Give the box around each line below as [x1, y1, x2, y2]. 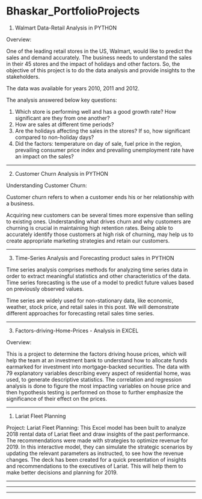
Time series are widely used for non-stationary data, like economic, [6, 297, 174, 304]
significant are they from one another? [14, 114, 110, 122]
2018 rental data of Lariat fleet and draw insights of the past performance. [6, 430, 189, 438]
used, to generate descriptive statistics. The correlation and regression [6, 376, 182, 383]
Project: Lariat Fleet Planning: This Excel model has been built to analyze [6, 424, 186, 431]
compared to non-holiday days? [14, 134, 94, 141]
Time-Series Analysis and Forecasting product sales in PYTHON [14, 254, 174, 261]
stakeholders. [6, 73, 40, 80]
